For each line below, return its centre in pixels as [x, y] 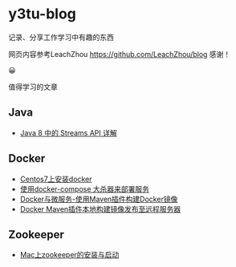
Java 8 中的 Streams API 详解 [69, 132]
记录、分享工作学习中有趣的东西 [61, 37]
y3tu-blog [42, 14]
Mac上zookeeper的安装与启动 [69, 255]
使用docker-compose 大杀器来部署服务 [85, 188]
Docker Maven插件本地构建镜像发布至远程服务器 [100, 208]
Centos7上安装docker [56, 179]
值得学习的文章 [33, 87]
